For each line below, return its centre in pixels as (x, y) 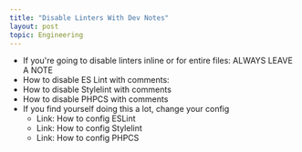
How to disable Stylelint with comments (97, 90)
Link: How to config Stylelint (89, 128)
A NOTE (37, 70)
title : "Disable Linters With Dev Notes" (89, 18)
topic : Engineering (47, 35)
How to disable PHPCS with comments (95, 99)
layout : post (34, 26)
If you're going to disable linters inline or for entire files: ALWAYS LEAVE (158, 61)
